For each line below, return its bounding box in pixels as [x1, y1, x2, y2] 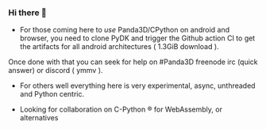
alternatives [19, 113, 59, 123]
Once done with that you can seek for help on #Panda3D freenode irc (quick [8, 57, 258, 66]
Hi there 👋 [8, 7, 48, 18]
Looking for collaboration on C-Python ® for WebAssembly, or [19, 104, 222, 114]
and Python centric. [19, 89, 85, 99]
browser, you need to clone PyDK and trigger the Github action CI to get [19, 33, 256, 43]
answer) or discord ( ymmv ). [8, 66, 103, 75]
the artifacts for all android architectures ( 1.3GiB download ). [19, 42, 220, 51]
